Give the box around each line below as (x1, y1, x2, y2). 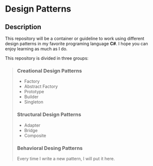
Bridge (24, 127, 38, 133)
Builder (24, 94, 39, 100)
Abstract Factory (24, 83, 58, 89)
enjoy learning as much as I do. (5, 46, 68, 51)
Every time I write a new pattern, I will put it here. (17, 155, 115, 161)
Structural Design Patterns (17, 111, 82, 118)
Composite (24, 133, 46, 138)
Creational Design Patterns (17, 67, 82, 74)
